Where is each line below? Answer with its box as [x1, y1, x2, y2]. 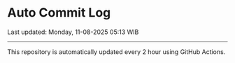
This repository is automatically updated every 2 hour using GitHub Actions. [7, 47, 226, 56]
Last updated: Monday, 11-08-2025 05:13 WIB [7, 28, 139, 36]
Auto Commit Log [7, 5, 111, 21]
